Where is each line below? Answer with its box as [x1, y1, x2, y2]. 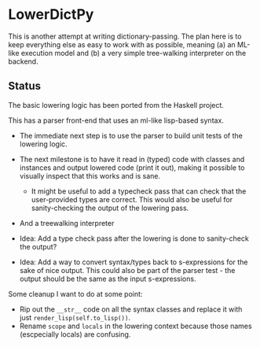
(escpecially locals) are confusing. [19, 329, 131, 339]
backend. [8, 57, 38, 66]
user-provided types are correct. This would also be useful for [31, 194, 233, 204]
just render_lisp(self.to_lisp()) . [19, 312, 131, 322]
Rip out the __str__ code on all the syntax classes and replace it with [19, 305, 243, 314]
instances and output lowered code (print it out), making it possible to [19, 163, 245, 172]
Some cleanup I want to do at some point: [8, 289, 143, 298]
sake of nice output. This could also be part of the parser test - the [19, 265, 236, 275]
